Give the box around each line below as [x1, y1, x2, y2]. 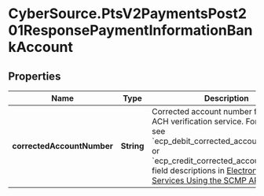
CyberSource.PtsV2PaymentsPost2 [8, 5, 247, 23]
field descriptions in [152, 165, 225, 176]
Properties [8, 69, 61, 83]
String [120, 141, 145, 151]
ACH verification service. [152, 116, 244, 127]
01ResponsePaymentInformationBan [8, 21, 253, 39]
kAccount [8, 39, 73, 56]
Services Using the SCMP [152, 175, 247, 186]
